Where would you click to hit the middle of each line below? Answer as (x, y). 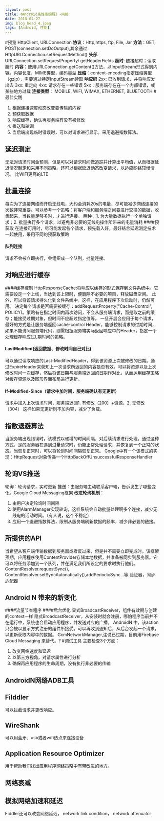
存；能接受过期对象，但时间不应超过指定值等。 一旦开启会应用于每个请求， (81, 318)
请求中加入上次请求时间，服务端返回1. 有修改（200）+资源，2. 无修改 (75, 403)
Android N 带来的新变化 (41, 598)
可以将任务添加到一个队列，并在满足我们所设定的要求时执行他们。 (71, 563)
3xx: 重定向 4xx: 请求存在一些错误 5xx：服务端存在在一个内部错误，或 (85, 85)
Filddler (17, 697)
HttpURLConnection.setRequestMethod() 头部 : (52, 55)
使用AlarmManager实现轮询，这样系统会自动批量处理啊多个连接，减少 (83, 509)
